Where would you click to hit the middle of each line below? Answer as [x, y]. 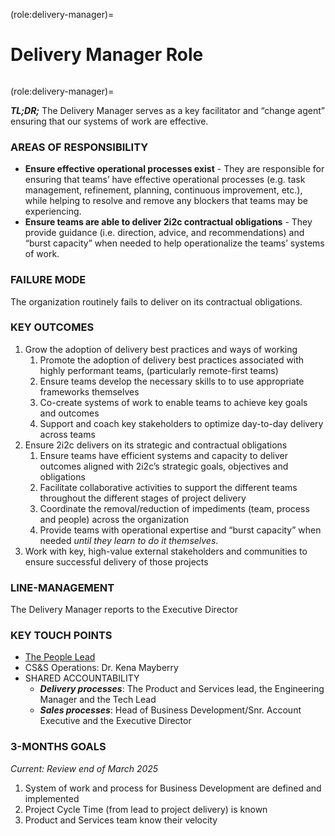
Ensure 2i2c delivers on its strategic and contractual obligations [156, 445]
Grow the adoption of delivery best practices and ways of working [161, 349]
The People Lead [60, 657]
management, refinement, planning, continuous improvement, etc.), [163, 190]
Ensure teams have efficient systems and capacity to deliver [164, 455]
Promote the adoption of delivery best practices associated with [172, 360]
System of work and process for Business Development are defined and [173, 788]
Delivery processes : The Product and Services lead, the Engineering [182, 689]
